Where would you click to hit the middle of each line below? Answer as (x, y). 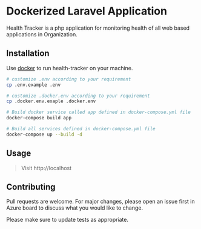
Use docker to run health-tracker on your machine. (70, 68)
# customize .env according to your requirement (69, 79)
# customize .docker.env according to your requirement (78, 96)
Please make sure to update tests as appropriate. (68, 220)
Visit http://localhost (46, 168)
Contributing (31, 187)
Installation (28, 54)
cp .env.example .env (34, 85)
